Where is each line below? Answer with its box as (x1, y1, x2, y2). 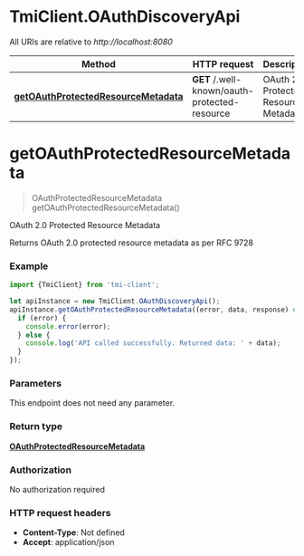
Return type (9, 420, 63, 433)
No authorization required (9, 484, 106, 494)
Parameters (9, 377, 62, 389)
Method (81, 57, 116, 70)
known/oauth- (192, 84, 255, 97)
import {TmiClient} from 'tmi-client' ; (9, 281, 160, 290)
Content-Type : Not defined (22, 527, 125, 538)
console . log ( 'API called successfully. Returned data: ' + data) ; (25, 339, 281, 348)
